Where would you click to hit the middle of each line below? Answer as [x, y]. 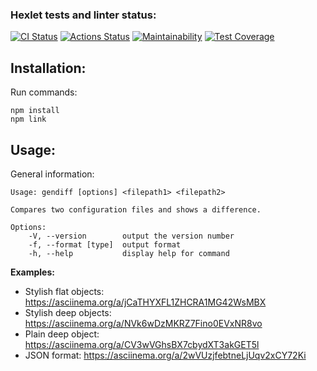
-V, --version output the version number [131, 236]
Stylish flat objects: [64, 291]
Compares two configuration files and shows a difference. [136, 209]
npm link [28, 119]
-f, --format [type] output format [105, 244]
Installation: [48, 68]
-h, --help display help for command [129, 253]
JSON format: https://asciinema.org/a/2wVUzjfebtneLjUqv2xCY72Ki [165, 355]
